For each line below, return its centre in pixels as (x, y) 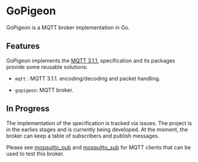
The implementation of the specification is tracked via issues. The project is (99, 123)
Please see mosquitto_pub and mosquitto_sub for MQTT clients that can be (98, 147)
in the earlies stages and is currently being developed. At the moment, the (97, 129)
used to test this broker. (35, 154)
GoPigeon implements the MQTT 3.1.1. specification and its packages (91, 60)
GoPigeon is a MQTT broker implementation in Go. (68, 27)
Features (23, 46)
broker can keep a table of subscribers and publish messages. (83, 136)
